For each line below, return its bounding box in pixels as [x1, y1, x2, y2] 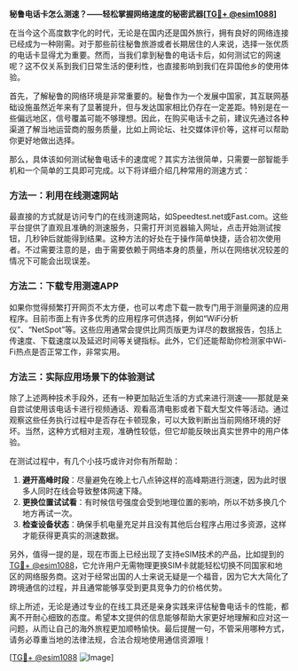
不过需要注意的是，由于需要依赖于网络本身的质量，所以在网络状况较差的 [24, 244, 289, 256]
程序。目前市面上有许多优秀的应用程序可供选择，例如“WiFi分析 [9, 312, 239, 323]
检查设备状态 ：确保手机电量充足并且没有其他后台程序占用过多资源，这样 [21, 518, 286, 529]
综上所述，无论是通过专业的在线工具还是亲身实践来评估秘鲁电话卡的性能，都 [9, 601, 289, 612]
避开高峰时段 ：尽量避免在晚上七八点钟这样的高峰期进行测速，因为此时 [21, 474, 279, 485]
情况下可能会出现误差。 [9, 256, 95, 266]
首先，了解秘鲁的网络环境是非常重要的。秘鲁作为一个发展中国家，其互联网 [9, 91, 281, 101]
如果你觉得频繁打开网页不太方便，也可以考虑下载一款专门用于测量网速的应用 [9, 302, 289, 312]
